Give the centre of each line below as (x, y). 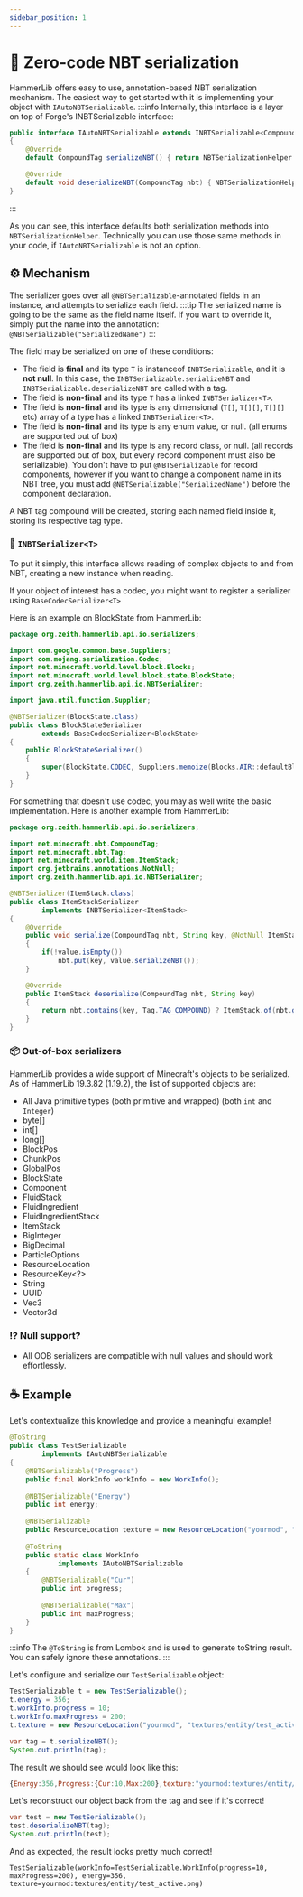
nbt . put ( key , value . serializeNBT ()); (129, 961)
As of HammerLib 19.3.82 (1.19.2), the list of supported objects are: (133, 1084)
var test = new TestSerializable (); (78, 1818)
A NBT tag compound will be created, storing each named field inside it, (143, 510)
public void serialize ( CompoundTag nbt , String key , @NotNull (145, 936)
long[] (33, 1140)
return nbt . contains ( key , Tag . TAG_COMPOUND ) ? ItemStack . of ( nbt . (167, 1011)
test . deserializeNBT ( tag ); (60, 1826)
